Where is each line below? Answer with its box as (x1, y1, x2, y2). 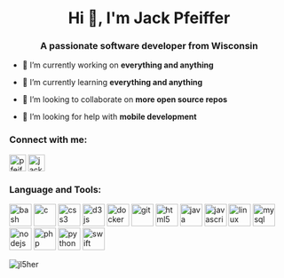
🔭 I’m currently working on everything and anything (21, 60, 215, 70)
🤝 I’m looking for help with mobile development (21, 111, 197, 123)
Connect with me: (9, 133, 88, 146)
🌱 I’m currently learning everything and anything (21, 77, 203, 88)
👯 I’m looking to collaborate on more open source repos (21, 94, 228, 105)
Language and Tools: (9, 183, 102, 195)
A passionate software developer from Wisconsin (39, 40, 259, 52)
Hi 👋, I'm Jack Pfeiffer (67, 8, 231, 28)
